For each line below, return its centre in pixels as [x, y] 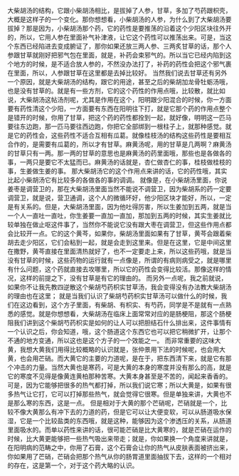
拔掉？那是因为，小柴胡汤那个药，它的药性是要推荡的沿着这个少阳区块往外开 [119, 28]
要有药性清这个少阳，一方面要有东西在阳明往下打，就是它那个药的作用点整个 [119, 108]
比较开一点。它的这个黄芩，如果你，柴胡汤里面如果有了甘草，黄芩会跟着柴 [122, 233]
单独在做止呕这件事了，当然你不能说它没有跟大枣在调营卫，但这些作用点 [119, 224]
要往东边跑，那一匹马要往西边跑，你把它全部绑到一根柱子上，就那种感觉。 [116, 126]
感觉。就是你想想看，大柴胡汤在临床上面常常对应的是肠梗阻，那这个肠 [122, 314]
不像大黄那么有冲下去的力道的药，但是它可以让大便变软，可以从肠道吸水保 [122, 412]
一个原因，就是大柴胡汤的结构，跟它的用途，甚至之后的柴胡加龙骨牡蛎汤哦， [119, 82]
